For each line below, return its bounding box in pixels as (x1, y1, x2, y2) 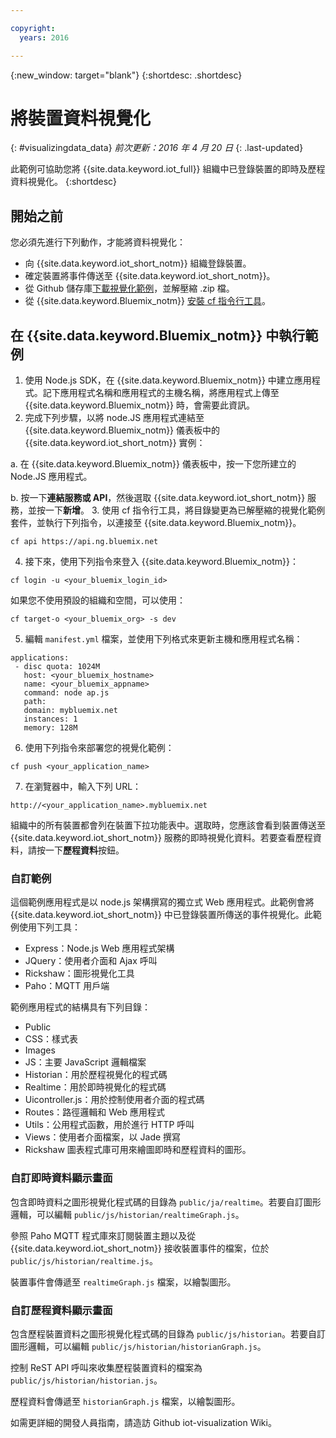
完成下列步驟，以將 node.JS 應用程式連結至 (24, 412, 205, 424)
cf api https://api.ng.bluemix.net (10, 537, 159, 547)
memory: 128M (23, 723, 78, 733)
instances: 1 (23, 714, 78, 725)
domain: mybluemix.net (23, 706, 118, 716)
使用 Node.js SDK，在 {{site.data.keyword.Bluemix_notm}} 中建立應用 (24, 374, 312, 386)
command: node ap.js (23, 688, 110, 698)
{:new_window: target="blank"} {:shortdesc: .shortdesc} (10, 69, 243, 81)
